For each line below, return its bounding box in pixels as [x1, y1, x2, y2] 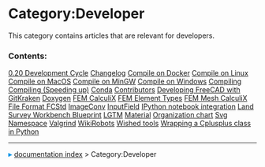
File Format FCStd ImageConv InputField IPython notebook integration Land [8, 102, 254, 111]
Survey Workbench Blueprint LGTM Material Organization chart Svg [8, 110, 228, 120]
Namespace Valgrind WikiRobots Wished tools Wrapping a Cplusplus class [8, 119, 252, 128]
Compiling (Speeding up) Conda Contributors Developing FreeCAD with [8, 85, 241, 95]
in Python [8, 127, 39, 136]
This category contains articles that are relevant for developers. [8, 31, 215, 40]
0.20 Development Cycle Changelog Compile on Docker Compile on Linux [8, 69, 248, 78]
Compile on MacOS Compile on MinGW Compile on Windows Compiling [8, 76, 242, 87]
